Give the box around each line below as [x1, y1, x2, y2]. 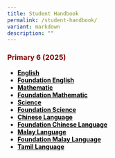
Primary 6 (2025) [7, 53, 67, 63]
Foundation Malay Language [17, 135, 102, 143]
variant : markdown [7, 23, 60, 30]
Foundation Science [17, 105, 76, 113]
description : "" [7, 29, 54, 37]
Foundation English [17, 76, 75, 84]
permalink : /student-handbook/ [7, 17, 98, 24]
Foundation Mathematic [17, 90, 88, 99]
